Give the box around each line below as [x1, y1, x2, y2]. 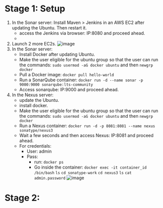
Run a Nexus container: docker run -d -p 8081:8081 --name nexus [19, 123, 155, 129]
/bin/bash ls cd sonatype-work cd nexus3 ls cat [34, 170, 132, 175]
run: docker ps [34, 159, 64, 165]
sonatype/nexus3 [19, 128, 53, 133]
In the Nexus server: [11, 92, 54, 98]
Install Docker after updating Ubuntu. [19, 51, 95, 57]
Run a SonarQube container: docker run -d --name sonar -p [19, 77, 144, 83]
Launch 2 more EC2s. [11, 40, 57, 46]
